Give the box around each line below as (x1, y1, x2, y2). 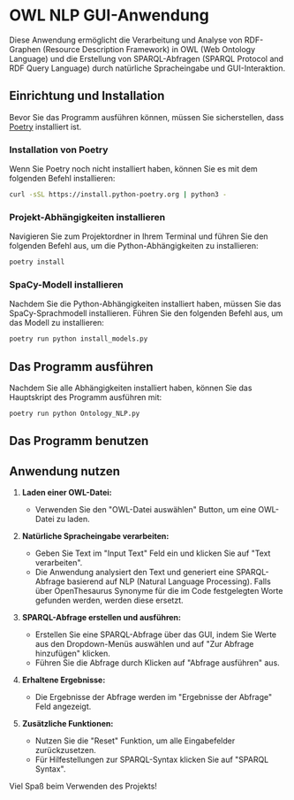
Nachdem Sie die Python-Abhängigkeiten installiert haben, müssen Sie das (9, 298, 282, 310)
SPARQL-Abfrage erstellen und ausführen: (21, 612, 181, 623)
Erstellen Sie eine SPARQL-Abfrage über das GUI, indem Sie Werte (34, 629, 276, 640)
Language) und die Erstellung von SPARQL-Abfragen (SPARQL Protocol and (9, 53, 284, 64)
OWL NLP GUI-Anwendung (9, 5, 209, 26)
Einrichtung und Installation (9, 88, 165, 104)
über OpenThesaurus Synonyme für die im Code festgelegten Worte (34, 586, 283, 596)
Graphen (9, 43, 41, 54)
